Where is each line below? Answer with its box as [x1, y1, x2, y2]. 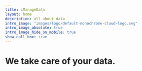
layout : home [5, 12, 32, 17]
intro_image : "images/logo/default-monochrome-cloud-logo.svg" [5, 21, 138, 26]
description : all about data [5, 16, 65, 21]
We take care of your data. [5, 56, 116, 67]
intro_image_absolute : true [5, 25, 63, 30]
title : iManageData [5, 7, 45, 12]
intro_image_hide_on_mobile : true [5, 30, 76, 35]
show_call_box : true [5, 35, 48, 40]
